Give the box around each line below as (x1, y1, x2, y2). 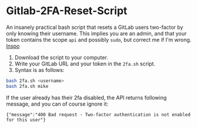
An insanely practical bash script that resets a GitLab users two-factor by (6, 24, 183, 31)
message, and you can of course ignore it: (6, 100, 109, 107)
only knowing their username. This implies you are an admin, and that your (6, 29, 187, 37)
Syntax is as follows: (14, 66, 65, 73)
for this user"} (6, 117, 46, 123)
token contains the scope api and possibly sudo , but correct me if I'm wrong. (6, 36, 192, 43)
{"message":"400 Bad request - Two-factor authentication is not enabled (6, 111, 191, 117)
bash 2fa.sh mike (6, 83, 49, 89)
